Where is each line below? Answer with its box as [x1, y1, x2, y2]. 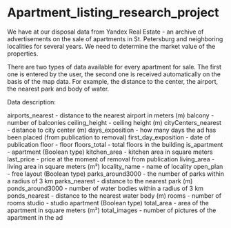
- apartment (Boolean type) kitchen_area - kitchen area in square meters [7, 148, 213, 156]
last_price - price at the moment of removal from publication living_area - [7, 155, 215, 163]
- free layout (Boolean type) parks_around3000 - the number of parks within [7, 170, 224, 178]
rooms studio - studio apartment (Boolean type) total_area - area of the [7, 198, 209, 207]
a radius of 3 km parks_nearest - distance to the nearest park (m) [7, 176, 193, 185]
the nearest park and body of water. [7, 84, 110, 93]
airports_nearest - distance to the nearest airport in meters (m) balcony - [7, 111, 214, 119]
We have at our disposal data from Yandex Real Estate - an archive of [7, 27, 204, 36]
